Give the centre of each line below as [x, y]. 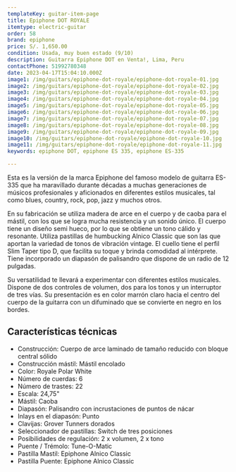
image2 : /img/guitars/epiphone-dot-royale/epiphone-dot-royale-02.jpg [113, 86]
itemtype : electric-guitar [47, 27]
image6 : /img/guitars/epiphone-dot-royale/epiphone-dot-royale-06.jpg [113, 112]
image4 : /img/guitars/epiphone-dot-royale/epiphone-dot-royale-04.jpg [113, 99]
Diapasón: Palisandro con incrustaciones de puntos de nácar [106, 409]
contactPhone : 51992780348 [47, 66]
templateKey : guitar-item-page [53, 14]
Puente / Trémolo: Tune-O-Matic [65, 446]
